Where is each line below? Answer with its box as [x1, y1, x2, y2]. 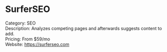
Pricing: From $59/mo [5, 36, 50, 42]
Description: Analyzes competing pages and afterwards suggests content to [5, 25, 162, 31]
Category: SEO [5, 20, 36, 26]
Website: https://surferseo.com [5, 41, 69, 47]
